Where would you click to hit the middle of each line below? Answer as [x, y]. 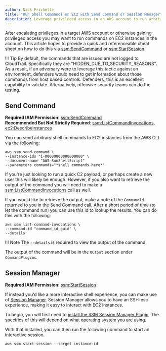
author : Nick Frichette [30, 10]
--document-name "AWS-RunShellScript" [45, 161]
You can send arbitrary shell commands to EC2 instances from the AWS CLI [82, 138]
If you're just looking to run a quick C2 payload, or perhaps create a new [79, 175]
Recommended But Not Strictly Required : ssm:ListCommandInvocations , [80, 123]
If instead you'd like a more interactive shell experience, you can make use [81, 294]
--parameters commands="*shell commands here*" [55, 165]
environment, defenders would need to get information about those [74, 74]
